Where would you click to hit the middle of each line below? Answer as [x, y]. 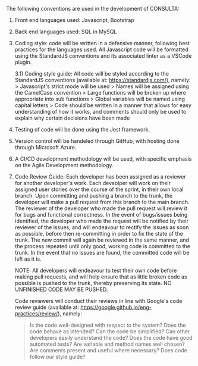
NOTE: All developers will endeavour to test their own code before [96, 270]
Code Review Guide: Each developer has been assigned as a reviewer [100, 177]
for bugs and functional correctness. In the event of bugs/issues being [101, 215]
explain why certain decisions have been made [72, 118]
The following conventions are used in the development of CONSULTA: [93, 9]
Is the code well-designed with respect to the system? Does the [108, 325]
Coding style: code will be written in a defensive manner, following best [102, 43]
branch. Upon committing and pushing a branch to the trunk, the [94, 195]
